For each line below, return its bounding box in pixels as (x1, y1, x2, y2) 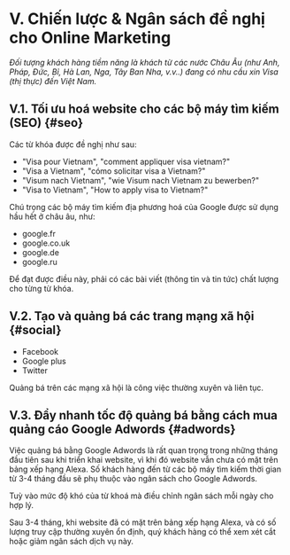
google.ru (21, 256, 57, 267)
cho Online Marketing (9, 27, 172, 48)
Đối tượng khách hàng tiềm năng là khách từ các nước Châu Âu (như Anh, (9, 57, 280, 67)
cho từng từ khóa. (9, 283, 74, 293)
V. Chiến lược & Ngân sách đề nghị (9, 9, 265, 29)
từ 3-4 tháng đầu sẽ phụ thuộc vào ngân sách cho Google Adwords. (9, 473, 258, 484)
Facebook (21, 346, 59, 356)
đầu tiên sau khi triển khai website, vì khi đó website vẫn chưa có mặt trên (9, 455, 279, 465)
